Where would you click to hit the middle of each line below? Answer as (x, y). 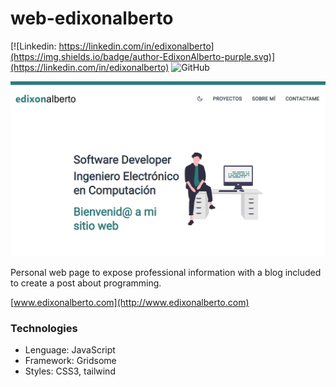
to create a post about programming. (86, 283)
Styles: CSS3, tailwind (70, 371)
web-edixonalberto (92, 18)
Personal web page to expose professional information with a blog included (166, 272)
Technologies (44, 328)
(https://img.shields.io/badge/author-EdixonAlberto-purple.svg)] (143, 56)
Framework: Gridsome (70, 361)
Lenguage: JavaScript (70, 350)
